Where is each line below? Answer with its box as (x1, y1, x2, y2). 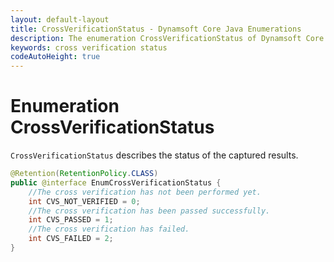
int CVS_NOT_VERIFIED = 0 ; (28, 196, 141, 206)
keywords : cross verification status (10, 42, 168, 53)
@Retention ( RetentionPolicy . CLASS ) (10, 169, 159, 179)
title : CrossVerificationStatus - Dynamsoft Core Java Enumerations (10, 24, 302, 34)
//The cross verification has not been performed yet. (28, 187, 262, 197)
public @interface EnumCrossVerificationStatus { (10, 177, 222, 188)
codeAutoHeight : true (10, 52, 101, 62)
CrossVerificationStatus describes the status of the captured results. (10, 149, 299, 161)
